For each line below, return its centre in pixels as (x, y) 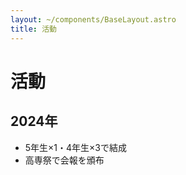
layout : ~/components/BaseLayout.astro (93, 19)
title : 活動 (33, 29)
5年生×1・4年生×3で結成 (76, 147)
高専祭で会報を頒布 (64, 160)
